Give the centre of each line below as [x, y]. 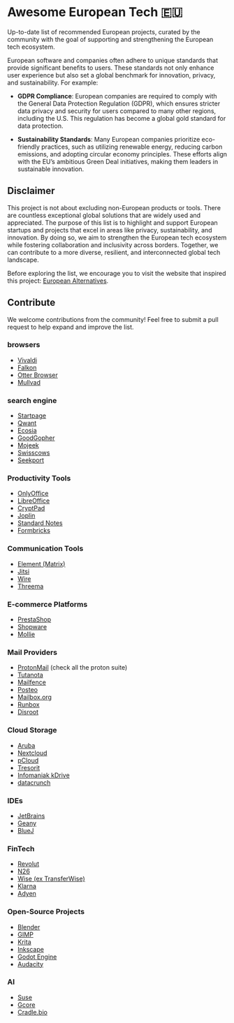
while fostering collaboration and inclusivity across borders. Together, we [113, 244]
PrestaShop [34, 619]
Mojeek [28, 446]
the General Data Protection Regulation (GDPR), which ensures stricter [119, 103]
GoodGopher [36, 438]
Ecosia [27, 431]
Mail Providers [32, 652]
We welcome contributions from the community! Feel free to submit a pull [113, 319]
